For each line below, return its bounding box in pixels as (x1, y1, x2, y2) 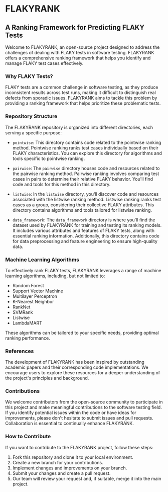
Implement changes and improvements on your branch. (12, 465, 127, 471)
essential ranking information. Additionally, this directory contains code (12, 232, 159, 239)
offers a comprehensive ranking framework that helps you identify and (5, 55, 151, 61)
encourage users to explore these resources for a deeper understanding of (5, 370, 160, 376)
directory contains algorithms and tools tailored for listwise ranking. (12, 207, 152, 213)
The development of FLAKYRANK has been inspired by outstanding (5, 359, 144, 365)
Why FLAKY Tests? (5, 72, 54, 79)
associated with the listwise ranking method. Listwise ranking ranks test (12, 196, 161, 202)
